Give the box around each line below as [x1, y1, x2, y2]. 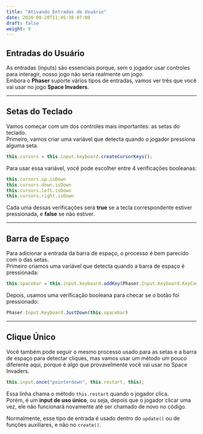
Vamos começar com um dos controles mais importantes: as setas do [6, 122, 180, 130]
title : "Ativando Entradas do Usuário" [6, 8, 107, 15]
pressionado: [6, 297, 39, 305]
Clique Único [6, 332, 56, 342]
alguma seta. [6, 141, 39, 149]
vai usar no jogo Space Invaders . [6, 83, 89, 91]
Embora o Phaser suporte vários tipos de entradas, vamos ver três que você [6, 77, 197, 85]
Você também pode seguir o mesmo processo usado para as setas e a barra [6, 348, 197, 355]
